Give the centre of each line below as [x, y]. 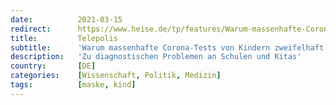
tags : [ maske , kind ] [73, 85]
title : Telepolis [64, 38]
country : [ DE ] [53, 66]
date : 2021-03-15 [66, 19]
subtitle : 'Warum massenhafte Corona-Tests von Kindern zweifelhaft [167, 47]
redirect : [31, 29]
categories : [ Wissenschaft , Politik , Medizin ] [116, 76]
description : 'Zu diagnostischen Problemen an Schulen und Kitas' [156, 57]
